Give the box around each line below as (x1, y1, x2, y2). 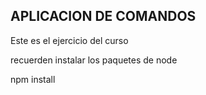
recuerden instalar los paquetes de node (10, 54, 178, 66)
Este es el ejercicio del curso (10, 34, 129, 46)
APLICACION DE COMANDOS (10, 8, 197, 25)
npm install (10, 73, 56, 85)
